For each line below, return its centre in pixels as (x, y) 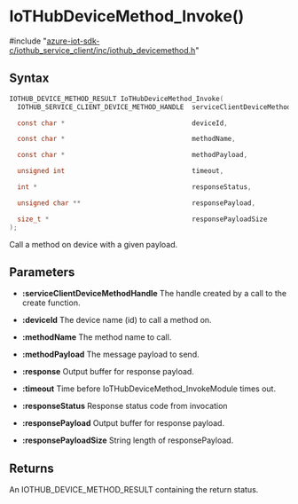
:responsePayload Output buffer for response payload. (123, 423)
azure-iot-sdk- (73, 41)
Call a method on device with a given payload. (94, 244)
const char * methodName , (127, 139)
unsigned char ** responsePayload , (136, 203)
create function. (51, 303)
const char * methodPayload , (133, 155)
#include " (28, 41)
